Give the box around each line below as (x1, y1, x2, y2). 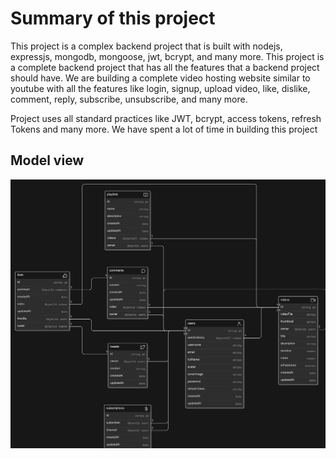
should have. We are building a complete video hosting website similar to (10, 72, 311, 84)
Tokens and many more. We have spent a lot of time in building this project (10, 123, 318, 135)
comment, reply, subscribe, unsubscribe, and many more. (10, 93, 248, 105)
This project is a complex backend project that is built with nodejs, (10, 40, 283, 52)
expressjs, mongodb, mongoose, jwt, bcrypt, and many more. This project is (10, 50, 325, 62)
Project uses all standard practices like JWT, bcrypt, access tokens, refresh (10, 112, 322, 124)
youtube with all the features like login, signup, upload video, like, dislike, (10, 82, 311, 94)
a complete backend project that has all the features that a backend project (10, 61, 320, 73)
